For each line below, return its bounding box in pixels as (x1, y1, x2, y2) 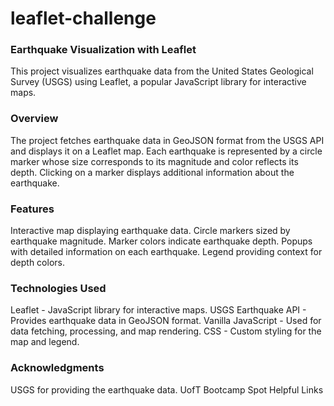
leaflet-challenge (10, 7, 157, 30)
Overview (10, 112, 59, 126)
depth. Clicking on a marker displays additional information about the (10, 166, 295, 178)
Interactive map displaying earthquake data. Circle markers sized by (10, 225, 291, 237)
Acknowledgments (10, 361, 105, 375)
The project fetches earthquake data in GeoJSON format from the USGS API (10, 134, 325, 146)
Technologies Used (10, 282, 107, 295)
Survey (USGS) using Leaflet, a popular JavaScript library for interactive (10, 76, 307, 88)
